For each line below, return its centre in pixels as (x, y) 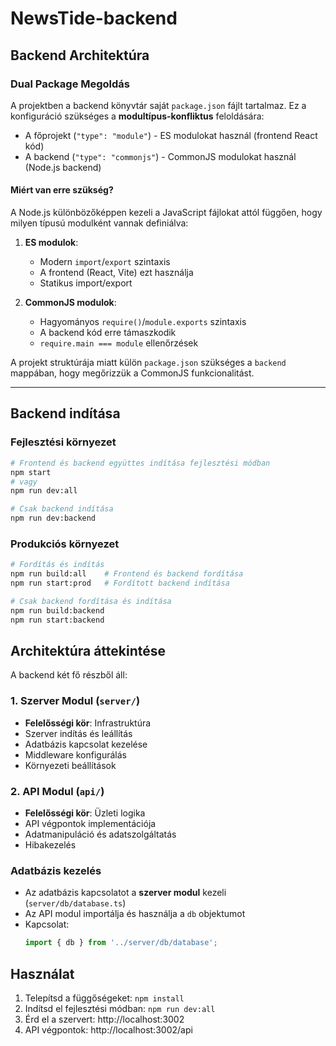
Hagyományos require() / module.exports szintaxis (143, 322)
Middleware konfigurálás (75, 754)
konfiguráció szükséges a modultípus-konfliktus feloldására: (137, 116)
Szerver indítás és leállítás (78, 733)
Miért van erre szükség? (62, 190)
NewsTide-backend (94, 18)
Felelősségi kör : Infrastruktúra (88, 723)
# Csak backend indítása (62, 509)
